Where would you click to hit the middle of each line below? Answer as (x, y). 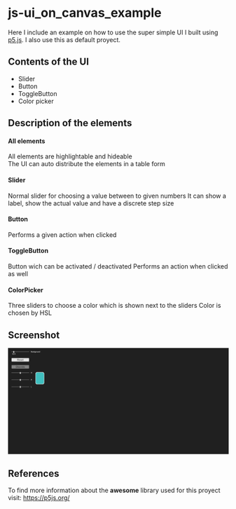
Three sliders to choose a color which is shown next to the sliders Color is (114, 306)
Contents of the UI (49, 62)
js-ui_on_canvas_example (85, 13)
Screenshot (34, 335)
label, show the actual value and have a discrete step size (91, 203)
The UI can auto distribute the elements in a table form (86, 164)
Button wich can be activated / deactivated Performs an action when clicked (118, 266)
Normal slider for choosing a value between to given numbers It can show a (117, 196)
